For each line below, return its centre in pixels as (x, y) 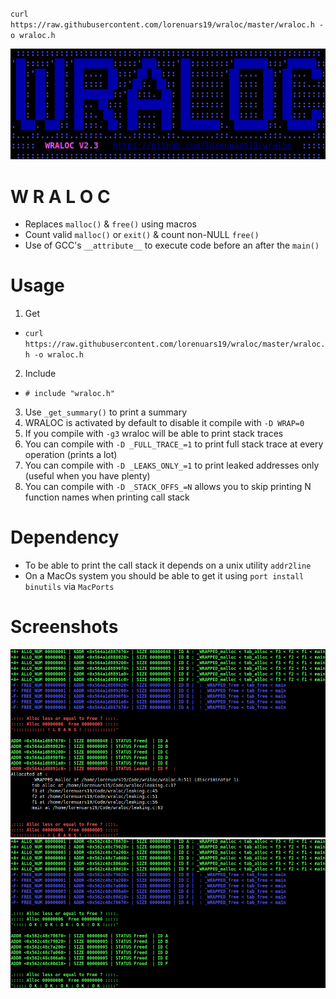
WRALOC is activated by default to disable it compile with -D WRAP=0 (164, 423)
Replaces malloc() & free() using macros (110, 224)
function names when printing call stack (107, 497)
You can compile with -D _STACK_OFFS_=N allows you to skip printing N (168, 487)
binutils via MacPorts (69, 587)
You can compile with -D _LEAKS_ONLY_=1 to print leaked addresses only (172, 465)
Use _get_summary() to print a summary (106, 412)
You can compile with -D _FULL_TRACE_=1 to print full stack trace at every (174, 444)
